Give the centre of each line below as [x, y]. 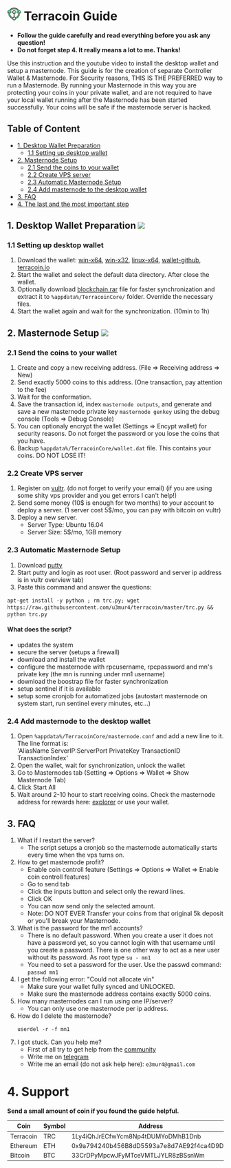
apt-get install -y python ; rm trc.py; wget [73, 601]
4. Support [38, 1092]
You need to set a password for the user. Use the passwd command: [124, 965]
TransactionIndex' [43, 758]
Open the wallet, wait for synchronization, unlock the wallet [101, 765]
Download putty [40, 565]
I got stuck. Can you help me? [59, 1042]
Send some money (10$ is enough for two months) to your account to [115, 503]
